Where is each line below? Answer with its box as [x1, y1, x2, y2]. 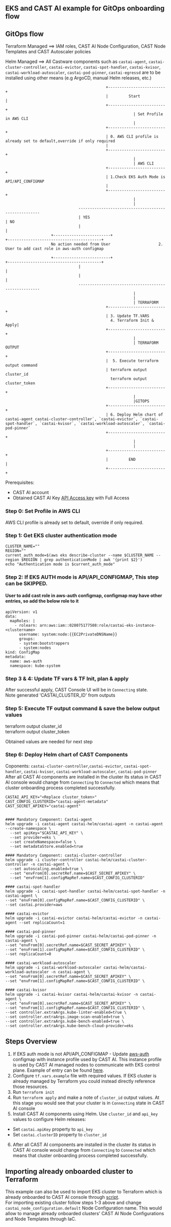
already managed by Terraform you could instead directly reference [12, 1078, 156, 1084]
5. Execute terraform [112, 358, 159, 363]
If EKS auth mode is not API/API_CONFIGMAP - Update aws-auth [12, 1051, 150, 1057]
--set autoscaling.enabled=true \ [10, 866, 83, 871]
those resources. [12, 1083, 48, 1090]
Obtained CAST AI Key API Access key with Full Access [12, 495, 130, 501]
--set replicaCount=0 [5, 951, 52, 956]
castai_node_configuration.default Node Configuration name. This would [5, 1205, 162, 1211]
